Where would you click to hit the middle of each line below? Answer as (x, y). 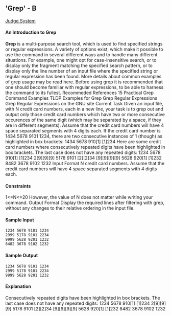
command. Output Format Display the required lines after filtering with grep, (85, 203)
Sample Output (22, 256)
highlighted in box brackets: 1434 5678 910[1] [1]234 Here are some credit (83, 142)
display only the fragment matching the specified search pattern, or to (79, 65)
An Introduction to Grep (31, 32)
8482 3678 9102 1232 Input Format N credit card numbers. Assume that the (85, 164)
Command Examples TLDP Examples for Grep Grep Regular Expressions (81, 98)
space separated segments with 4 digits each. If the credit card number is (83, 131)
